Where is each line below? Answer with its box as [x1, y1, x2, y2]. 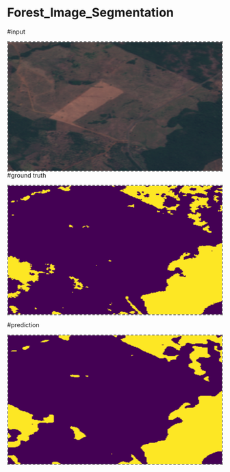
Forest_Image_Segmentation [7, 5, 175, 21]
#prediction [7, 320, 40, 329]
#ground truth [7, 171, 47, 179]
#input [7, 27, 25, 36]
